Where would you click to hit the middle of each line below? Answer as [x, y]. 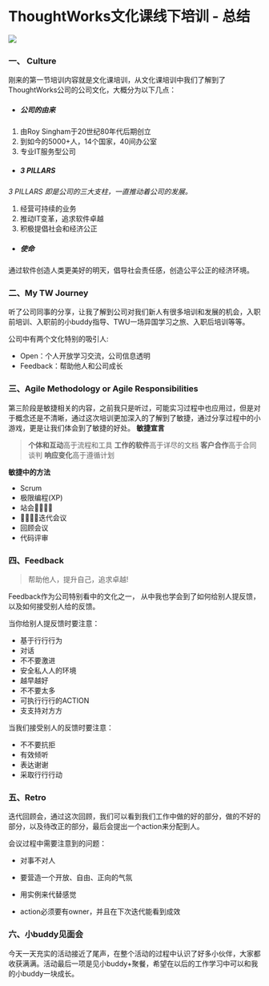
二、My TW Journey [48, 293]
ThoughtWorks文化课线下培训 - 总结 [129, 16]
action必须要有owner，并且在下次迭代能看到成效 [100, 911]
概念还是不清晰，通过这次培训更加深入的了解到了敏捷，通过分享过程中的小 [138, 418]
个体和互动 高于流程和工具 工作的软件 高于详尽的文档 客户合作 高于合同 [142, 445]
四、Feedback [36, 560]
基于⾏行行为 [41, 640]
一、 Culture [32, 61]
